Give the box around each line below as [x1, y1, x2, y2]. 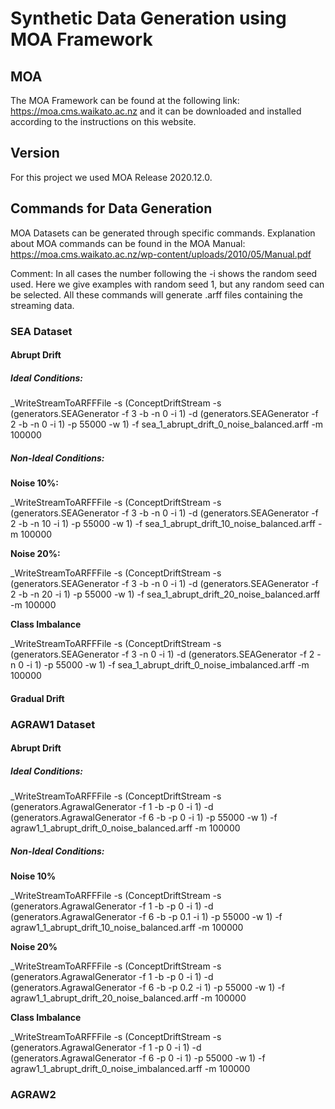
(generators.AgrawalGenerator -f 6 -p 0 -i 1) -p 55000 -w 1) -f [10, 1052, 266, 1064]
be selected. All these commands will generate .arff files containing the [10, 288, 303, 301]
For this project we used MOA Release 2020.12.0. [10, 171, 213, 183]
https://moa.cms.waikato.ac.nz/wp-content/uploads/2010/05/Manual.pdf [10, 248, 312, 260]
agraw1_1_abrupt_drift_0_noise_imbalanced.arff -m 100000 [10, 1063, 251, 1075]
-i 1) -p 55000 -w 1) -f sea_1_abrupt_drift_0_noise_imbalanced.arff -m [25, 659, 310, 671]
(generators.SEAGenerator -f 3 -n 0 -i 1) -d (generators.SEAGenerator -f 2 [10, 648, 315, 661]
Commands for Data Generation [10, 200, 213, 217]
